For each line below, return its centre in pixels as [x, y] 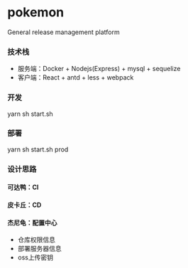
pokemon [36, 12]
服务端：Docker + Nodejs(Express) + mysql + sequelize [99, 69]
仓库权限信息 [36, 240]
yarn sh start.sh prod [38, 149]
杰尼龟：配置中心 [32, 223]
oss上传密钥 [35, 257]
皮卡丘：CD [24, 205]
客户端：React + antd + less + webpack [76, 77]
